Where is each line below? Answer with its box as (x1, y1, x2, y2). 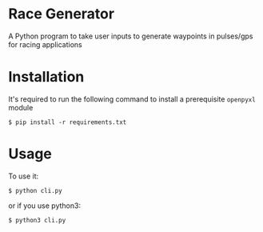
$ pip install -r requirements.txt (8, 118, 127, 126)
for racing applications (8, 39, 82, 49)
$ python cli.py (8, 186, 62, 194)
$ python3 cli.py (8, 216, 66, 224)
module (8, 102, 34, 112)
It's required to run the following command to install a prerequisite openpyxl (8, 94, 256, 104)
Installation (8, 68, 85, 86)
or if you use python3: (8, 201, 82, 210)
